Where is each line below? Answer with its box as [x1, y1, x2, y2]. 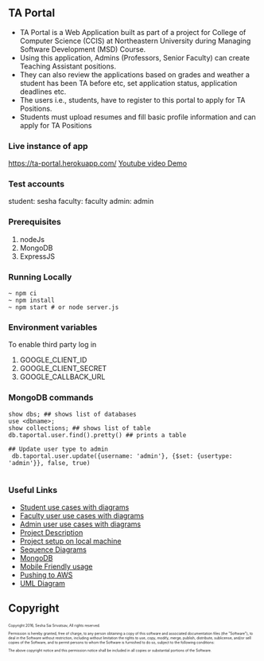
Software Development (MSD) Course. [19, 44, 146, 54]
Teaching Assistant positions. [19, 61, 117, 71]
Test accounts [8, 178, 65, 190]
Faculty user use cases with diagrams [19, 510, 145, 520]
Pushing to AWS [19, 569, 73, 580]
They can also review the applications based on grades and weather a [19, 69, 250, 79]
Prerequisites [8, 217, 61, 228]
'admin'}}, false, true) [8, 459, 91, 467]
